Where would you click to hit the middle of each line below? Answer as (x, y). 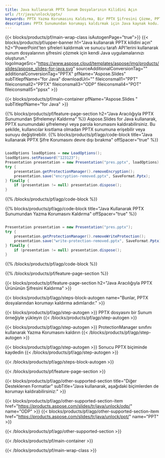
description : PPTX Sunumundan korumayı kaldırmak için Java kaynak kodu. (82, 23)
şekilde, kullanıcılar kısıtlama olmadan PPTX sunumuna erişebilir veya (75, 129)
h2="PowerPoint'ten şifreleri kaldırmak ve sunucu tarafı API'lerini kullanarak (82, 48)
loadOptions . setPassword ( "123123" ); (42, 158)
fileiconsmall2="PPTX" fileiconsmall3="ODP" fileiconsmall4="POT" (73, 85)
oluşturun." (16, 58)
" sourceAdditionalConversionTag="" (110, 69)
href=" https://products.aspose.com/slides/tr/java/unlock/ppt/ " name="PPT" (82, 417)
